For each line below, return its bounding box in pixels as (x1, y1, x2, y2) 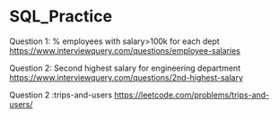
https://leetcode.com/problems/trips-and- (113, 89, 270, 100)
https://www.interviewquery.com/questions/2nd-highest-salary (9, 72, 244, 82)
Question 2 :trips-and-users (9, 89, 113, 100)
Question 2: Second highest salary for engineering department (9, 63, 240, 73)
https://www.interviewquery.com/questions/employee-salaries (9, 45, 240, 55)
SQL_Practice (9, 6, 113, 27)
